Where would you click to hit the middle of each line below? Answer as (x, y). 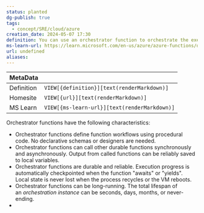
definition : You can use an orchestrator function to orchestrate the (97, 40)
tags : (13, 23)
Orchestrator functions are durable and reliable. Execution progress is (102, 166)
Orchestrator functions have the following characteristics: (78, 123)
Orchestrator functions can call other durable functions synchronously (103, 147)
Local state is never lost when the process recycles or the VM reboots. (103, 179)
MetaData (24, 78)
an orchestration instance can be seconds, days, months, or (90, 192)
